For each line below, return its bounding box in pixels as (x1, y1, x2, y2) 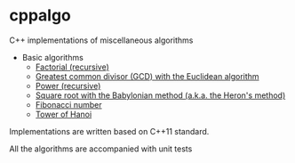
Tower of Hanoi (35, 109, 92, 119)
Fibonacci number (35, 99, 102, 110)
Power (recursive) (35, 80, 101, 91)
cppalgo (9, 5, 71, 26)
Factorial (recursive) (35, 61, 109, 72)
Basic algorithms (21, 52, 84, 62)
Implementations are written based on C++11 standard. (9, 126, 210, 136)
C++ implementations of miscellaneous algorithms (9, 35, 194, 45)
